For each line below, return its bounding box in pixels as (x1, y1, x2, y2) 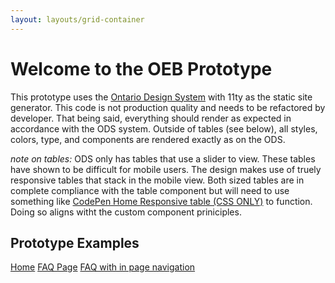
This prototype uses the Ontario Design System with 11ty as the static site (10, 91, 313, 103)
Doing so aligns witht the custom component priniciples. (10, 206, 242, 218)
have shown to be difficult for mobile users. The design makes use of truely (10, 163, 322, 175)
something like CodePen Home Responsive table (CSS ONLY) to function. (10, 195, 313, 207)
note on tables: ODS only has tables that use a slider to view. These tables (10, 152, 316, 165)
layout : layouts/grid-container (10, 14, 145, 25)
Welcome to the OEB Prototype (10, 57, 273, 80)
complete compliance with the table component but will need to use (10, 184, 290, 196)
